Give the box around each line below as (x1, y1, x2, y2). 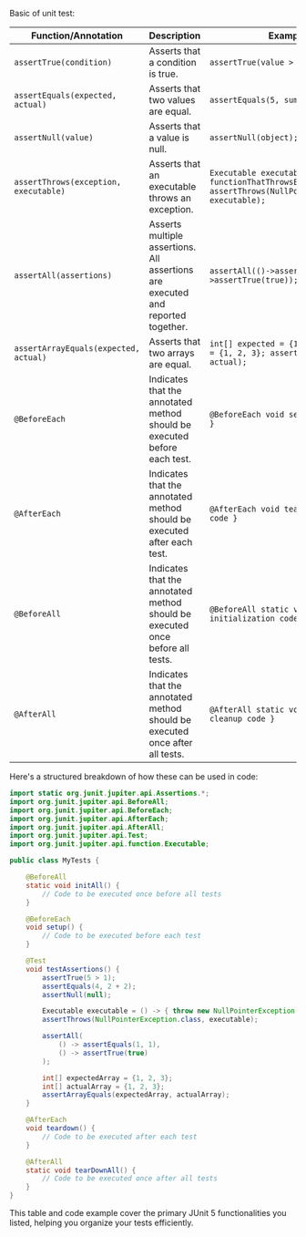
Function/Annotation (31, 29, 123, 42)
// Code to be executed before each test (42, 932, 202, 941)
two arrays (148, 346, 195, 359)
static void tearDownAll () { (25, 1166, 137, 1175)
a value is (148, 131, 189, 144)
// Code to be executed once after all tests (42, 1174, 219, 1183)
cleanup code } (209, 714, 275, 724)
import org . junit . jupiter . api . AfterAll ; (9, 822, 166, 832)
